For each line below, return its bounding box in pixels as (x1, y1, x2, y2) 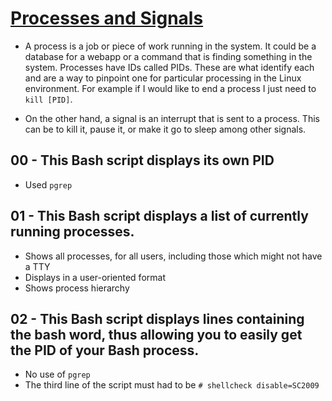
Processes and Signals (10, 7, 204, 30)
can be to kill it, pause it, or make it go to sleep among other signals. (24, 123, 307, 135)
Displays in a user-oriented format (24, 271, 166, 283)
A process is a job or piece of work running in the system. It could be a (24, 40, 317, 52)
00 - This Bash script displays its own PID (10, 152, 275, 169)
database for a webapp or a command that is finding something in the (24, 50, 313, 62)
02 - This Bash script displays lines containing (10, 310, 305, 327)
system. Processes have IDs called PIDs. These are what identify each (24, 61, 315, 73)
